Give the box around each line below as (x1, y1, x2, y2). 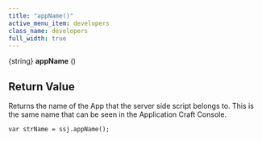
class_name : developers (8, 27, 89, 35)
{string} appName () (8, 56, 77, 66)
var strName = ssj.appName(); (8, 126, 110, 134)
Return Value (8, 80, 75, 93)
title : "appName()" (8, 11, 74, 20)
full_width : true (8, 34, 67, 43)
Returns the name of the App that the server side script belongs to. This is (8, 102, 254, 111)
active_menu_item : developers (8, 19, 110, 27)
